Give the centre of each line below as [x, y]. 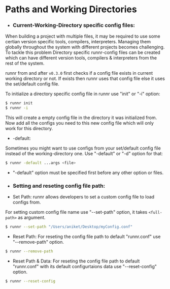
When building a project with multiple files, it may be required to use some [83, 36]
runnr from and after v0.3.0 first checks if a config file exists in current [79, 73]
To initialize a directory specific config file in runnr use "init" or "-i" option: [83, 94]
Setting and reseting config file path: [59, 186]
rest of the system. [25, 63]
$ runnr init [19, 103]
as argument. [31, 218]
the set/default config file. [32, 84]
